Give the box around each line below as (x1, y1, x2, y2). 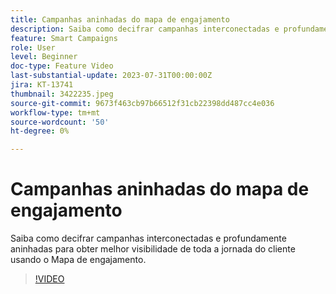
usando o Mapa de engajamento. (10, 254, 147, 266)
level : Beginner (10, 52, 78, 62)
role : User (10, 42, 56, 53)
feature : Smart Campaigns (10, 33, 118, 43)
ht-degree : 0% (10, 126, 70, 136)
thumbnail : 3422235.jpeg (10, 89, 114, 99)
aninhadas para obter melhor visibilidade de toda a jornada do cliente (10, 243, 296, 255)
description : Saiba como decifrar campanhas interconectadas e (10, 24, 280, 34)
